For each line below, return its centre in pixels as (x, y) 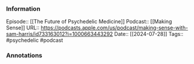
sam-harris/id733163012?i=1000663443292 (60, 34)
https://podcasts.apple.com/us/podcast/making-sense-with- (114, 28)
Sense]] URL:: (23, 28)
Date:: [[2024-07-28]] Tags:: (149, 34)
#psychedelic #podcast (35, 41)
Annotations (24, 56)
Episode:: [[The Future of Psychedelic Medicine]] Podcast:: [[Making (89, 22)
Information (23, 9)
